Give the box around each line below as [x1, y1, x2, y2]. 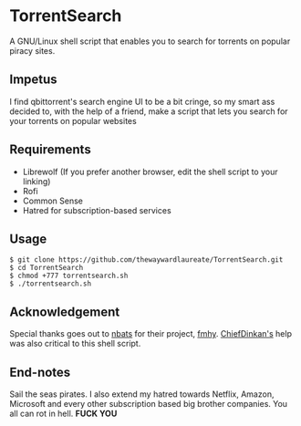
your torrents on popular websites [9, 115, 137, 126]
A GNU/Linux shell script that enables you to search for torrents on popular [9, 36, 291, 47]
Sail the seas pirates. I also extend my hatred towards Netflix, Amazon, [9, 389, 275, 400]
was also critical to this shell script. [9, 338, 141, 349]
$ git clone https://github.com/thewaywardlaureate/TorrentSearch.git [9, 255, 284, 265]
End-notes [9, 364, 71, 379]
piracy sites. [9, 45, 56, 56]
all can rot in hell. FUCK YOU [9, 408, 118, 419]
